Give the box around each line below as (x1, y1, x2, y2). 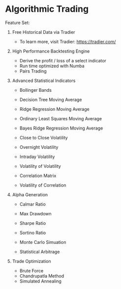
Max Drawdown (19, 210, 52, 216)
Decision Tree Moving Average (19, 97, 82, 103)
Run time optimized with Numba (19, 63, 85, 69)
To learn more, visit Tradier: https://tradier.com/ (19, 38, 116, 45)
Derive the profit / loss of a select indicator (19, 57, 107, 63)
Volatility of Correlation (19, 182, 66, 188)
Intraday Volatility (19, 154, 55, 159)
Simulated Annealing (19, 278, 61, 284)
